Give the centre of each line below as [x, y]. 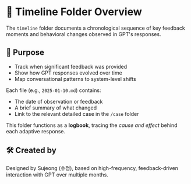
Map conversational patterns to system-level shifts [75, 79]
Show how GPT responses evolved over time [68, 73]
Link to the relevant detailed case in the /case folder [77, 114]
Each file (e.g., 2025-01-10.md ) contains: [54, 90]
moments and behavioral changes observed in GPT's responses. [84, 34]
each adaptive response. [36, 131]
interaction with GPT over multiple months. [57, 175]
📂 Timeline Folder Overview [74, 12]
